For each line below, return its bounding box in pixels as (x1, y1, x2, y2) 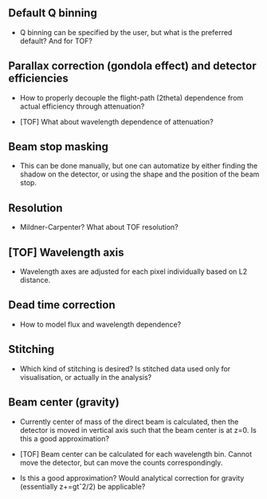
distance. (19, 275, 51, 285)
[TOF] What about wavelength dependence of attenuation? (19, 117, 214, 126)
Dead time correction (8, 299, 116, 312)
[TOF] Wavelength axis (8, 245, 124, 259)
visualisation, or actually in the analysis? (19, 372, 152, 382)
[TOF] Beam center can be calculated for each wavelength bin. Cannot (19, 449, 253, 458)
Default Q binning (8, 6, 97, 20)
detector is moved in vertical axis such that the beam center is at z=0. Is (19, 425, 257, 434)
